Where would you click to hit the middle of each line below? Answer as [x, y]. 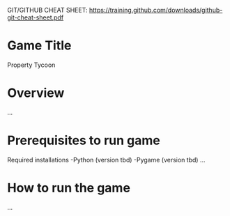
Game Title [39, 46]
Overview [36, 93]
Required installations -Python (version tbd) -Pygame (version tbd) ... [106, 160]
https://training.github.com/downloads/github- [156, 10]
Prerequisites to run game [84, 140]
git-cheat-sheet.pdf [36, 17]
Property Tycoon [31, 65]
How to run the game [69, 188]
